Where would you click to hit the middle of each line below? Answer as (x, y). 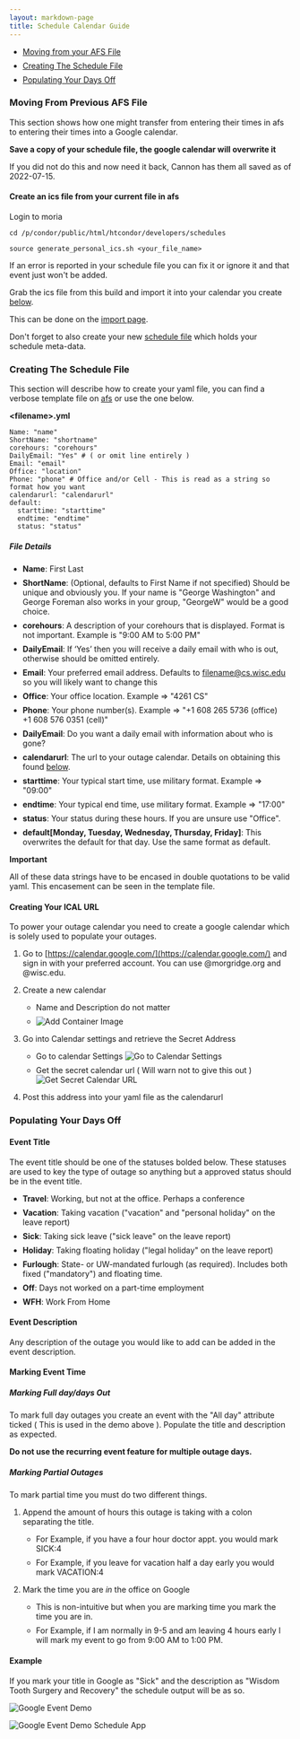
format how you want (48, 487)
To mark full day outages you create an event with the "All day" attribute (142, 1415)
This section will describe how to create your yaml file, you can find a (137, 389)
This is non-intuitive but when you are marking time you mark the (156, 1607)
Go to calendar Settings (79, 1056)
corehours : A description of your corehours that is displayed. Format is (153, 625)
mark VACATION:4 (70, 1572)
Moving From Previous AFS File (78, 102)
